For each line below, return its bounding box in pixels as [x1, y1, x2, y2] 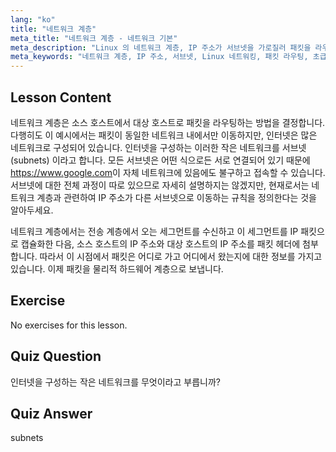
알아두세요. [10, 204, 54, 216]
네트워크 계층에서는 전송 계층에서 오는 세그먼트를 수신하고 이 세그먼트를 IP [10, 225, 299, 237]
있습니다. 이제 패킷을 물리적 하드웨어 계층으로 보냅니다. [10, 262, 224, 275]
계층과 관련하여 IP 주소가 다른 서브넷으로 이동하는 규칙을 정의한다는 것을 [36, 191, 317, 203]
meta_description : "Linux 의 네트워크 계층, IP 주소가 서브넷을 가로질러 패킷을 [10, 42, 312, 53]
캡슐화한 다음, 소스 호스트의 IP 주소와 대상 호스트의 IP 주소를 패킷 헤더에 [20, 237, 301, 250]
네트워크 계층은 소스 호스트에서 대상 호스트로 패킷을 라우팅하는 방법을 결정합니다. [10, 116, 326, 128]
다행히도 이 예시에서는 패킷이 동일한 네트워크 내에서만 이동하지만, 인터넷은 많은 [10, 129, 318, 141]
